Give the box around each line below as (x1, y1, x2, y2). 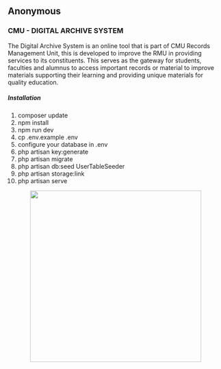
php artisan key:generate (17, 147, 89, 156)
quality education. (8, 78, 59, 86)
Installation (8, 94, 41, 102)
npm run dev (17, 126, 54, 134)
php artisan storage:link (17, 169, 85, 178)
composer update (17, 111, 68, 119)
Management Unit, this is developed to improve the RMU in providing (8, 49, 203, 57)
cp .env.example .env (17, 133, 78, 141)
